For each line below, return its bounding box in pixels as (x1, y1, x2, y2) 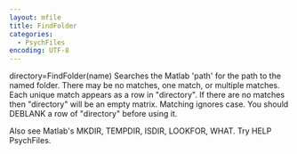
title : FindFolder (9, 21, 77, 30)
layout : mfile (9, 12, 62, 22)
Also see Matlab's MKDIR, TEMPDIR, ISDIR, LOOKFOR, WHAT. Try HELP (9, 126, 272, 136)
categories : (9, 29, 53, 38)
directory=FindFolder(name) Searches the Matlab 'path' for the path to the (9, 70, 282, 81)
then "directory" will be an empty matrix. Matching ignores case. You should (9, 99, 289, 109)
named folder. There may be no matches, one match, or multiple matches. (9, 80, 280, 91)
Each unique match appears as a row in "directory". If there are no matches (9, 90, 285, 101)
